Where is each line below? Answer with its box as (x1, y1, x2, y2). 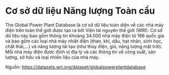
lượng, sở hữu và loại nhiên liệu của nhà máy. (5, 54, 100, 60)
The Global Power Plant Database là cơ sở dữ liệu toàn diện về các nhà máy (5, 22, 164, 28)
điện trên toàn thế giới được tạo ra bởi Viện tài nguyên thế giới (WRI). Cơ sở (5, 27, 163, 33)
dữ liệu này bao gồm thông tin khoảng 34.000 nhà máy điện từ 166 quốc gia (5, 32, 164, 39)
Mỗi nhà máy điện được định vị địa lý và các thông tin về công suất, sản (5, 49, 156, 55)
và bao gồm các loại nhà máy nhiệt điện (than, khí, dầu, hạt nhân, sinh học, (5, 38, 163, 44)
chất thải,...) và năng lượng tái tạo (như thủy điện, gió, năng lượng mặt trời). (5, 43, 163, 49)
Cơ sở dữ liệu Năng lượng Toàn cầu (5, 5, 155, 17)
